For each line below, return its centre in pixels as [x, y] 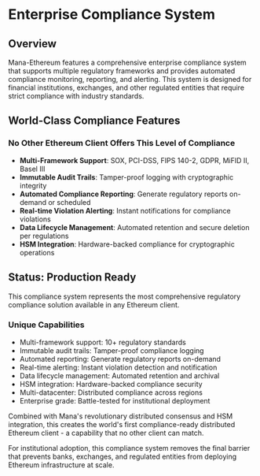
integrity [33, 185]
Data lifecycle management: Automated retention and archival [119, 375]
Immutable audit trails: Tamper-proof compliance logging [112, 350]
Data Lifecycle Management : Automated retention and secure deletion [134, 227]
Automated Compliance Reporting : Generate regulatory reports [123, 194]
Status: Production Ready [72, 277]
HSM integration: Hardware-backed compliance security [111, 384]
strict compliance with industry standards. [76, 96]
